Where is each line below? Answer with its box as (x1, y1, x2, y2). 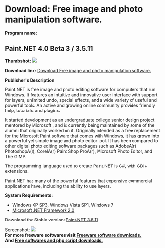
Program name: (5, 30, 38, 36)
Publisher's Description (5, 77, 55, 83)
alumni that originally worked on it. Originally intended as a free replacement (5, 127, 160, 133)
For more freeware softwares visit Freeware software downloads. (5, 232, 142, 238)
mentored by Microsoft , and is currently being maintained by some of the (5, 122, 155, 128)
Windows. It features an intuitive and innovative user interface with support (5, 92, 158, 98)
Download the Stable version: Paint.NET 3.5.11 (5, 217, 98, 222)
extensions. (5, 168, 29, 174)
